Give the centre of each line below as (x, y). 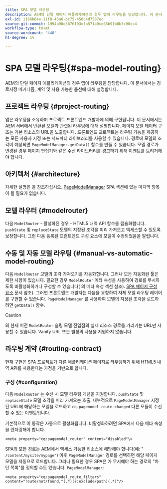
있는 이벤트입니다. (33, 413)
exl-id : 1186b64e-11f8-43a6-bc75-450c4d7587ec (54, 19)
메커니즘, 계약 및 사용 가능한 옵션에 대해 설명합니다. (68, 89)
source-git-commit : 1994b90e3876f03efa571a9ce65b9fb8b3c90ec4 (71, 24)
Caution (13, 315)
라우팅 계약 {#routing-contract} (54, 349)
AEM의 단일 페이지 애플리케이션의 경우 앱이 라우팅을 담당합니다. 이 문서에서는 (81, 83)
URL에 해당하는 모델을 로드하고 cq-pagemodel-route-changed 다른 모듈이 (82, 407)
